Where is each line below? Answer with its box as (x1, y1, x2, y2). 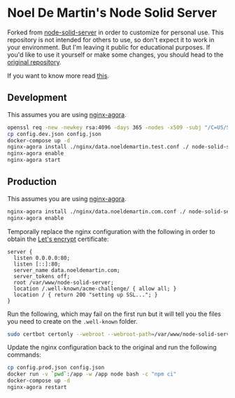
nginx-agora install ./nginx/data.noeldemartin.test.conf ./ (7, 144, 190, 151)
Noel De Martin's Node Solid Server (7, 5, 218, 21)
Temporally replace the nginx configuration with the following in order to (7, 227, 215, 235)
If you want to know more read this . (7, 71, 110, 80)
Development (7, 92, 68, 104)
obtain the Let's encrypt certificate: (7, 235, 109, 243)
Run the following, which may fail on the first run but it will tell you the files (7, 310, 222, 318)
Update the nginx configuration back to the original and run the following (7, 343, 217, 352)
